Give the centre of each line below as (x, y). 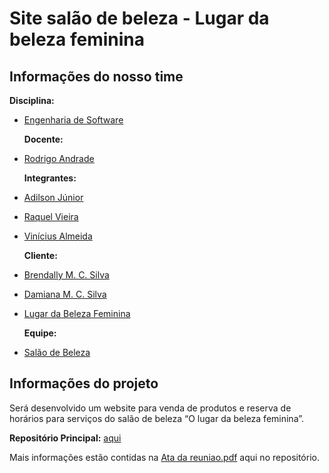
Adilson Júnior (53, 197)
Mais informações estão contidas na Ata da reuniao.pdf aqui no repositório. (164, 457)
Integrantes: (50, 178)
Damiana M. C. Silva (65, 294)
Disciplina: (32, 100)
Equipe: (40, 333)
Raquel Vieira (51, 216)
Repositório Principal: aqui (65, 438)
